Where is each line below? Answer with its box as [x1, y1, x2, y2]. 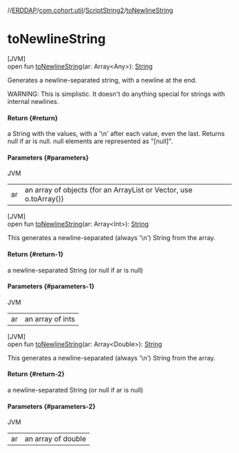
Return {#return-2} [7, 370, 65, 378]
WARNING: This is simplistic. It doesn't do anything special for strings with [7, 89, 225, 98]
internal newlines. [7, 97, 59, 105]
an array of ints [24, 313, 75, 323]
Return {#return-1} [7, 249, 64, 259]
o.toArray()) [24, 194, 64, 204]
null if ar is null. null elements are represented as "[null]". [7, 137, 173, 145]
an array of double [24, 434, 87, 444]
